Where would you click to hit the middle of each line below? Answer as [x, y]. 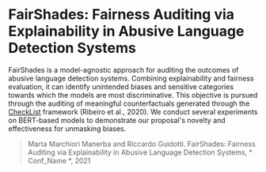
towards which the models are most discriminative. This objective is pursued [133, 95]
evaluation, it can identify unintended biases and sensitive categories [121, 86]
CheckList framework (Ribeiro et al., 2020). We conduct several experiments [133, 111]
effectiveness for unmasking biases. [67, 129]
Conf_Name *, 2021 [59, 160]
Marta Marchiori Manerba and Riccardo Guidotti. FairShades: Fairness [141, 144]
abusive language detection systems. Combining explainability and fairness [131, 78]
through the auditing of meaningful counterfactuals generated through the [129, 103]
